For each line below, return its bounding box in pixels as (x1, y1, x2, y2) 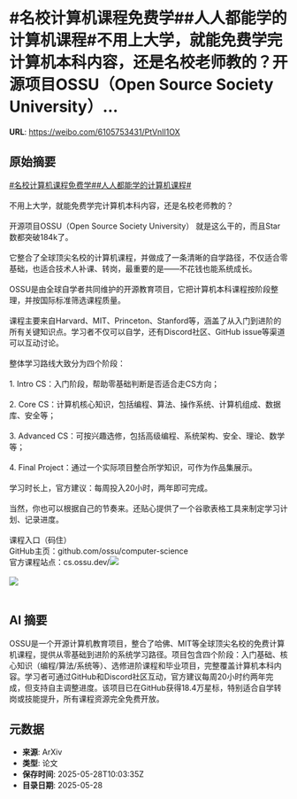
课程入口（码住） (9, 534, 72, 545)
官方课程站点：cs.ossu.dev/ (9, 556, 110, 567)
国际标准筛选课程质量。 (39, 294, 126, 306)
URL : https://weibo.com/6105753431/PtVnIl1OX (9, 126, 180, 137)
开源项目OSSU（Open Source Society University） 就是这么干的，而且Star (9, 221, 281, 231)
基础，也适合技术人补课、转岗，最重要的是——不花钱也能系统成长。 (9, 263, 257, 274)
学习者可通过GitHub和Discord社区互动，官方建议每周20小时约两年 (24, 671, 266, 682)
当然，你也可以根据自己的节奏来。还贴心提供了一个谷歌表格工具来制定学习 (9, 502, 280, 514)
